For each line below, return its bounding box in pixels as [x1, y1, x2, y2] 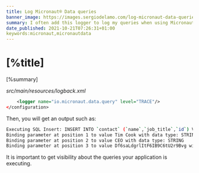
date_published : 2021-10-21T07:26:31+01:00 [6, 25, 115, 31]
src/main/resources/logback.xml [6, 87, 86, 95]
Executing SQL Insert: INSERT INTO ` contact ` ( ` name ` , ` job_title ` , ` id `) [6, 126, 190, 132]
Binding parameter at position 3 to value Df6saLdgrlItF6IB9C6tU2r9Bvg [6, 143, 187, 149]
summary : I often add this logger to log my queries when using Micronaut [6, 20, 195, 25]
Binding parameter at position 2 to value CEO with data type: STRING [6, 137, 184, 143]
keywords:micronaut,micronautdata [6, 31, 92, 37]
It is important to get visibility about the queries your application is [6, 153, 168, 161]
